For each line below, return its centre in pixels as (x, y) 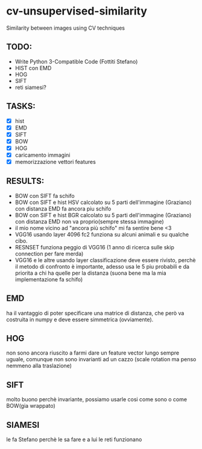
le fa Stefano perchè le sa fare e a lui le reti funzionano (74, 439)
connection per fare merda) (49, 254)
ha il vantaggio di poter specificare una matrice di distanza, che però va (95, 313)
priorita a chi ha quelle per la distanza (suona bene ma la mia (91, 273)
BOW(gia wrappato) (31, 406)
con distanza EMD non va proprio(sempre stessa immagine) (89, 221)
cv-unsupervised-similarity (77, 11)
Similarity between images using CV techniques (66, 28)
